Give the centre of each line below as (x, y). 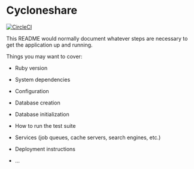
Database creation (38, 103)
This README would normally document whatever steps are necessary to (97, 38)
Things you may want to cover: (44, 56)
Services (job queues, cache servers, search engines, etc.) (88, 137)
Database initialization (42, 114)
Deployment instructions (45, 149)
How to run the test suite (45, 125)
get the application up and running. (49, 45)
